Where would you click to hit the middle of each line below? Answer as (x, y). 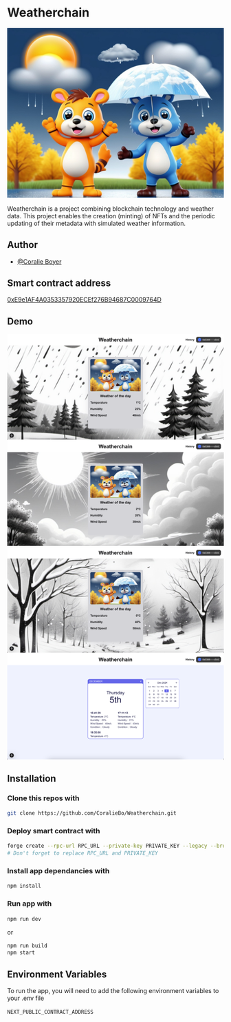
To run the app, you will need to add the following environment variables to (113, 991)
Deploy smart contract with (54, 831)
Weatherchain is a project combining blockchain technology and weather (111, 209)
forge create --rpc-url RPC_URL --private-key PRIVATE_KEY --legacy (107, 846)
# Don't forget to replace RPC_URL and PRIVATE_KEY (82, 853)
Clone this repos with (44, 798)
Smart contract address (59, 283)
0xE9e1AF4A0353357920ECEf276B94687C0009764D (84, 300)
